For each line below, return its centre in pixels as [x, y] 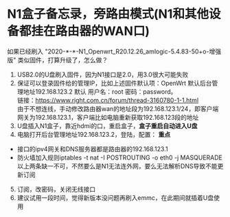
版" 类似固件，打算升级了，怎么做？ [58, 60]
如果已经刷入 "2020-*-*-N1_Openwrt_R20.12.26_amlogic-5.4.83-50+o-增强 [114, 51]
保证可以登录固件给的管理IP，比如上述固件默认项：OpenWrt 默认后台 [114, 83]
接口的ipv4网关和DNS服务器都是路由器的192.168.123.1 [92, 149]
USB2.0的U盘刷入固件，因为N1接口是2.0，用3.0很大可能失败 [103, 74]
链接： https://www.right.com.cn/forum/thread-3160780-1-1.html [108, 100]
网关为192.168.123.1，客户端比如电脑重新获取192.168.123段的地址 [108, 117]
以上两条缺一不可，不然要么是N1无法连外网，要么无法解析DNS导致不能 [117, 166]
